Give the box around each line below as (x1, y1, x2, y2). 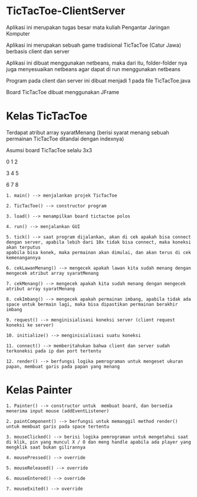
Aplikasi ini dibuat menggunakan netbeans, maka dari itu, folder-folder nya (6, 59, 188, 66)
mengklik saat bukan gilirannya (6, 444, 86, 450)
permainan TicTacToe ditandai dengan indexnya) (6, 135, 124, 142)
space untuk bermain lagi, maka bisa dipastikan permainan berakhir (6, 301, 178, 307)
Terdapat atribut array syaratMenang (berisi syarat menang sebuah (6, 129, 169, 136)
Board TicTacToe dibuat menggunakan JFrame (6, 88, 120, 95)
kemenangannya (6, 255, 41, 261)
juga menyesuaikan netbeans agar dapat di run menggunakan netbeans (6, 65, 181, 72)
